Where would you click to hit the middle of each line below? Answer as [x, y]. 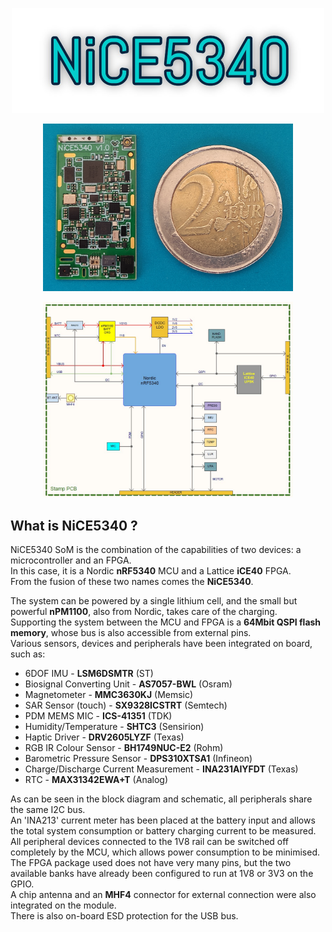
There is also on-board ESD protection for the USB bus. [124, 916]
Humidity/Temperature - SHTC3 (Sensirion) [114, 726]
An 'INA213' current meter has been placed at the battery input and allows [163, 820]
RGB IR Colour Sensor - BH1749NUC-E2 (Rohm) [124, 747]
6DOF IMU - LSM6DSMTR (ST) [89, 673]
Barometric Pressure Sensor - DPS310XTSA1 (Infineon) [138, 758]
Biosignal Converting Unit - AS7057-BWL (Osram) [128, 684]
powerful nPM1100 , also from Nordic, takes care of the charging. [144, 611]
